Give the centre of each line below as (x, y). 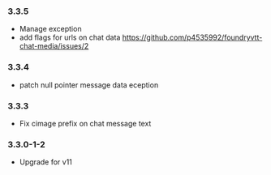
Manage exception (50, 29)
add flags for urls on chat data (70, 37)
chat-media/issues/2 (54, 46)
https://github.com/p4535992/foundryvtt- (192, 37)
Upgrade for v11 (45, 162)
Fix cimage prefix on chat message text (85, 123)
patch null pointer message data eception (89, 85)
